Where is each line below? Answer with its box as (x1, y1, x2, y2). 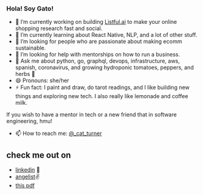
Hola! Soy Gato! (6, 4, 54, 13)
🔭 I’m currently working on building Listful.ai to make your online (15, 18, 177, 26)
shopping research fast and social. (15, 25, 103, 32)
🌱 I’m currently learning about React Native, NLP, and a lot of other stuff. (15, 31, 197, 39)
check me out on (6, 150, 72, 160)
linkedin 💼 (15, 166, 40, 174)
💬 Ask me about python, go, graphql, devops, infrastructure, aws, (15, 57, 180, 65)
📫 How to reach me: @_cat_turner (15, 130, 102, 137)
